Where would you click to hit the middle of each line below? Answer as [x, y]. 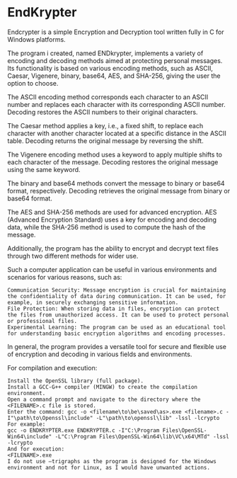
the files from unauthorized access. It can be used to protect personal [118, 315]
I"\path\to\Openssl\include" [50, 418]
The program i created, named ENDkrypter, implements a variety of [105, 53]
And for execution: [36, 449]
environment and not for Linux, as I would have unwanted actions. [109, 467]
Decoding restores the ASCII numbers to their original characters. [103, 112]
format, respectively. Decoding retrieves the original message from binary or [119, 190]
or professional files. [42, 321]
